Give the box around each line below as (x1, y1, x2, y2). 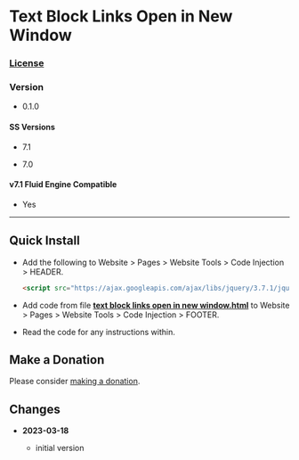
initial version (35, 443, 85, 454)
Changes (9, 401, 61, 416)
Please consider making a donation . (9, 376, 141, 387)
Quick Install (9, 234, 80, 249)
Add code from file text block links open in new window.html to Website (21, 300, 290, 310)
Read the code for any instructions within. (21, 326, 175, 337)
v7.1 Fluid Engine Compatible (9, 179, 117, 190)
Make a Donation (9, 352, 105, 367)
